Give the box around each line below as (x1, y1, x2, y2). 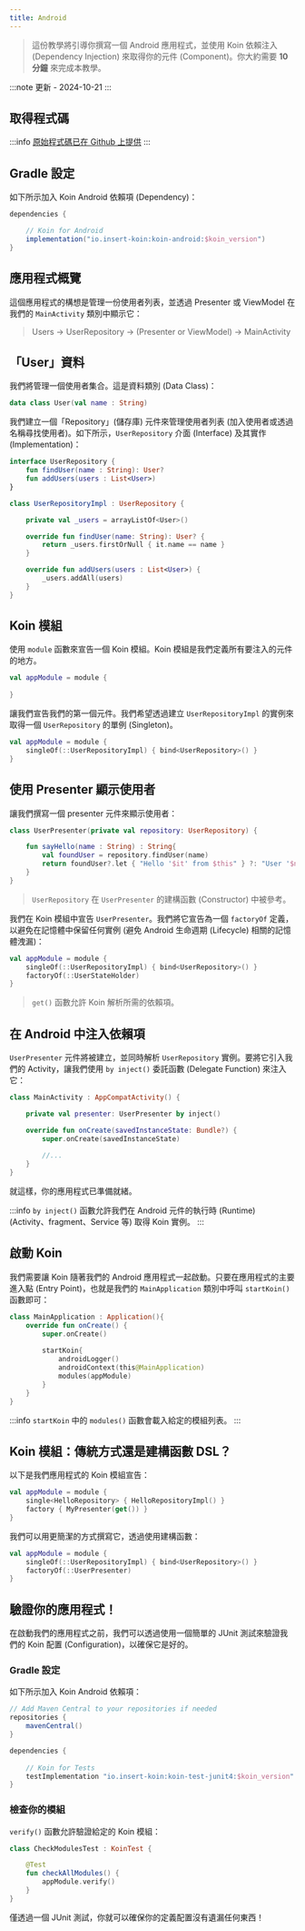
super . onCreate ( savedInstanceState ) (42, 1134, 181, 1143)
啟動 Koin (9, 1246, 63, 1261)
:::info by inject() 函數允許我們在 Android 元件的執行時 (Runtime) (9, 1205, 256, 1216)
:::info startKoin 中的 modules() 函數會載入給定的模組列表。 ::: (9, 1414, 241, 1425)
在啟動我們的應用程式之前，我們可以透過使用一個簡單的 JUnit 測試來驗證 (9, 1628, 280, 1639)
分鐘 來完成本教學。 (31, 62, 106, 73)
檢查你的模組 (9, 1804, 66, 1816)
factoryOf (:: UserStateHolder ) (25, 971, 141, 980)
